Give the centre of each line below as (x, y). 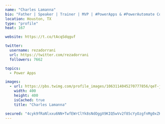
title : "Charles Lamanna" (41, 105)
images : (13, 82)
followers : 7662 (26, 60)
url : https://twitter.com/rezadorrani (49, 55)
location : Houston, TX (28, 19)
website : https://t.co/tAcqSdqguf (41, 37)
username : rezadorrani (33, 50)
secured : (14, 114)
